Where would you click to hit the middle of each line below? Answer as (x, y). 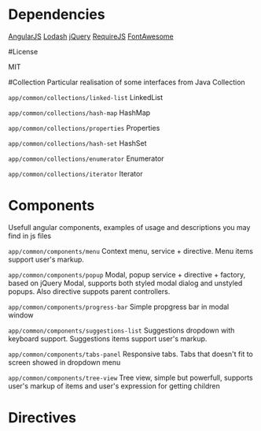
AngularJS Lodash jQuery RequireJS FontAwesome (91, 36)
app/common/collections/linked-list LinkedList (86, 97)
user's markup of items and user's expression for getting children (114, 386)
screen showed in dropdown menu (64, 362)
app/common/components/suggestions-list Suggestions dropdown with (121, 330)
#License (23, 51)
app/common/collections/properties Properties (84, 128)
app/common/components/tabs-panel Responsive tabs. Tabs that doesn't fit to (130, 354)
